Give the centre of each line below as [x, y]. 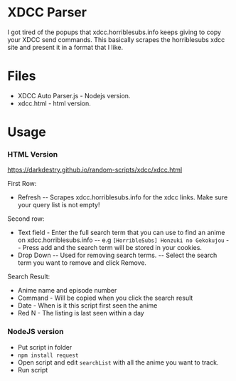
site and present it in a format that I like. [65, 47]
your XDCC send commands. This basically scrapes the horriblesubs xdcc [116, 39]
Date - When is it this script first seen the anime [87, 306]
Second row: [26, 219]
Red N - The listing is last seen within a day [81, 313]
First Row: [22, 184]
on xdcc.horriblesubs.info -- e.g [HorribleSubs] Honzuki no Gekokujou [121, 240]
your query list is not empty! [59, 205]
